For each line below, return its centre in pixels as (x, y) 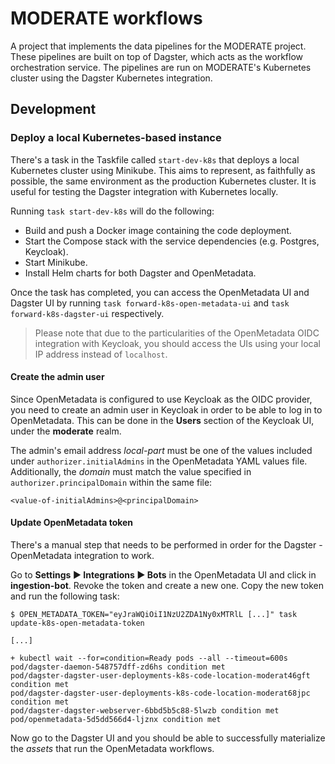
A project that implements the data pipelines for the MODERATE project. (158, 46)
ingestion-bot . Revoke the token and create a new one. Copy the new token (167, 586)
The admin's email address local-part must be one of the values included (161, 450)
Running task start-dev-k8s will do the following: (112, 211)
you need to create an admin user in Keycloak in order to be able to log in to (166, 409)
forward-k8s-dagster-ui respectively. (87, 313)
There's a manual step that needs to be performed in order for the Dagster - (166, 545)
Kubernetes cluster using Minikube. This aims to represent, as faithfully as (163, 170)
